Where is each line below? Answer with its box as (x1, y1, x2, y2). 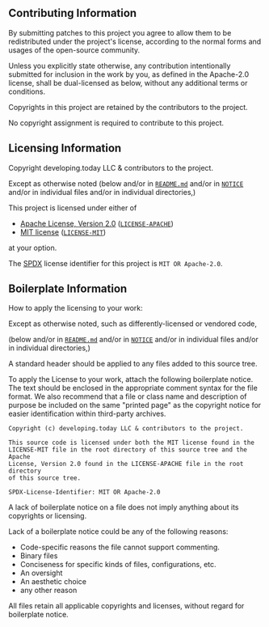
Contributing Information (8, 6, 137, 20)
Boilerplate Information (8, 282, 128, 296)
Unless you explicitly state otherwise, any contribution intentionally (8, 61, 231, 70)
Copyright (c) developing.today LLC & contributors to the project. (8, 425, 244, 433)
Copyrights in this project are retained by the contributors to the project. (8, 102, 248, 112)
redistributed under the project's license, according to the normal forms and (8, 36, 262, 46)
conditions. (8, 87, 46, 96)
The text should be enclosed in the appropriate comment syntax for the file (8, 383, 258, 393)
